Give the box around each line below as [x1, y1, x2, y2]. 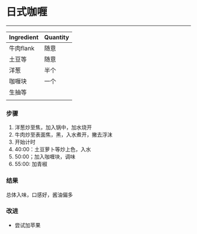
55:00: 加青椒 [14, 161, 48, 168]
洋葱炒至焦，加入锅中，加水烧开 [14, 124, 92, 131]
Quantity [44, 33, 69, 41]
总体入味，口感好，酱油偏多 [6, 191, 73, 198]
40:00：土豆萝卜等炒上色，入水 [14, 146, 91, 153]
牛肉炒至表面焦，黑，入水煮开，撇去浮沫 [14, 131, 113, 138]
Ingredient [9, 33, 39, 41]
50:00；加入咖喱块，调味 [14, 153, 76, 160]
